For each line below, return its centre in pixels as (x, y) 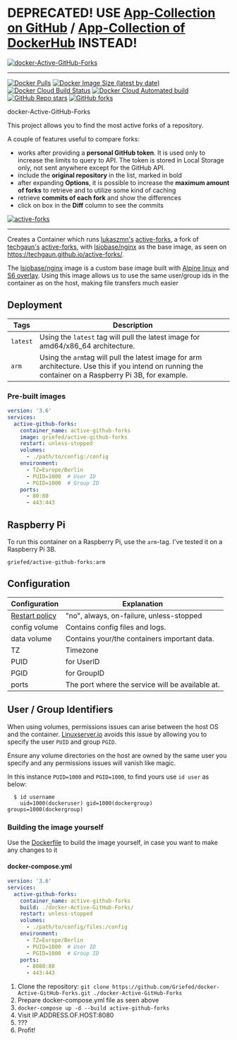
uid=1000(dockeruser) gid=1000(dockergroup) (86, 803)
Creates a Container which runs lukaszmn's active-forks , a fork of (103, 239)
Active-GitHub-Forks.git (54, 993)
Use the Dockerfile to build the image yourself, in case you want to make (113, 842)
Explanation (143, 603)
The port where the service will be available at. (143, 685)
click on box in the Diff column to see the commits (91, 205)
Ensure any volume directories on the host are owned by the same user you (117, 755)
